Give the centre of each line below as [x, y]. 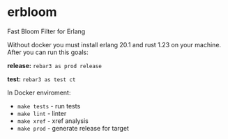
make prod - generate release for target [73, 128]
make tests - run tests [49, 106]
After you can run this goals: [48, 52]
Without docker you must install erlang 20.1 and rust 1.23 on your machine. [114, 44]
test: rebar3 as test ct [41, 79]
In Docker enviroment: [39, 92]
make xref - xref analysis [53, 121]
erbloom [32, 12]
